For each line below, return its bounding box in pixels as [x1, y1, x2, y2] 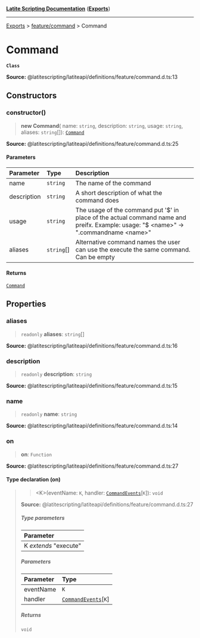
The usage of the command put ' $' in [75, 205, 179, 214]
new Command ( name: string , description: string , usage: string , [20, 122, 183, 129]
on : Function [20, 450, 52, 458]
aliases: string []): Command [20, 128, 85, 136]
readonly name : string [20, 410, 77, 418]
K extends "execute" [23, 541, 82, 550]
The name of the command [75, 179, 151, 187]
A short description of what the [75, 188, 162, 197]
